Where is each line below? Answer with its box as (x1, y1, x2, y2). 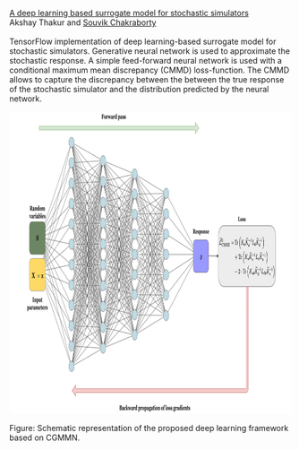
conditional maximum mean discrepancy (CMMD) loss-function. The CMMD (9, 65, 290, 75)
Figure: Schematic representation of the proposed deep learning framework (9, 423, 289, 433)
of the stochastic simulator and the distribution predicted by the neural (9, 84, 269, 94)
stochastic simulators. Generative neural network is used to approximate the (9, 46, 291, 56)
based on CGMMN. (9, 432, 81, 443)
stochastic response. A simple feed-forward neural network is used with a (9, 56, 282, 65)
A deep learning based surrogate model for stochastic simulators (9, 8, 249, 18)
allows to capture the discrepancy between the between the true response (9, 74, 285, 84)
